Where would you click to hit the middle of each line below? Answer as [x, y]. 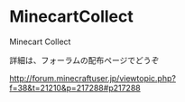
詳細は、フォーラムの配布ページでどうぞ [84, 60]
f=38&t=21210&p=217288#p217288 [75, 88]
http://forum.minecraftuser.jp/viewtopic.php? [92, 78]
